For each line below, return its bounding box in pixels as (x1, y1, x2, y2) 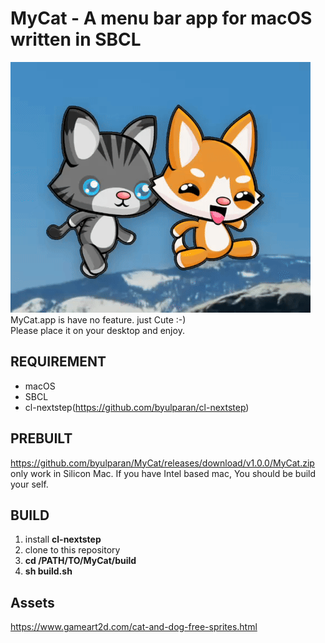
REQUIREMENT (10, 353, 107, 371)
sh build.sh (24, 565, 73, 577)
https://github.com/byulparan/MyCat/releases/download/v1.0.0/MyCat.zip (10, 457, 315, 469)
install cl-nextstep (24, 533, 102, 546)
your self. (10, 478, 49, 490)
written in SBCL (10, 28, 142, 51)
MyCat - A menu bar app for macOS (10, 7, 313, 30)
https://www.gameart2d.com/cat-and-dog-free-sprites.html (10, 621, 258, 633)
